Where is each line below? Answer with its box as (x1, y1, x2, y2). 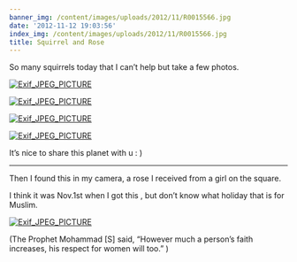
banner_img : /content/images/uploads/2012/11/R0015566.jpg (9, 12, 232, 22)
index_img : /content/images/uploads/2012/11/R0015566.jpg (9, 29, 227, 38)
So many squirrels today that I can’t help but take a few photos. (9, 62, 240, 73)
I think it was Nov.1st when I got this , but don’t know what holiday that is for (9, 190, 285, 201)
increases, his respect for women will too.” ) (9, 243, 170, 254)
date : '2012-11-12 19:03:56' (9, 21, 117, 30)
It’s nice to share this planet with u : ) (9, 148, 143, 158)
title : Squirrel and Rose (9, 37, 104, 47)
